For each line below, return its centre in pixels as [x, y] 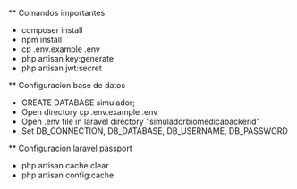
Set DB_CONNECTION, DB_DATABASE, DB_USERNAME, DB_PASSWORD [154, 131]
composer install [52, 30]
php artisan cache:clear [65, 165]
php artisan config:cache [68, 175]
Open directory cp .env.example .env [89, 112]
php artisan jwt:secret [61, 68]
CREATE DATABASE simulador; [78, 103]
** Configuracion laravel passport [71, 148]
